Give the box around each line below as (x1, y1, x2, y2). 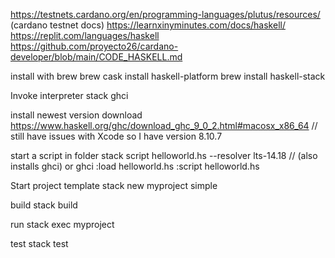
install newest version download (10, 109, 143, 121)
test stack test (10, 238, 69, 249)
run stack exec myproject (10, 219, 115, 230)
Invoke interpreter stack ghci (10, 90, 129, 101)
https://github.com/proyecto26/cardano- (10, 40, 179, 52)
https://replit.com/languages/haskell (10, 30, 160, 41)
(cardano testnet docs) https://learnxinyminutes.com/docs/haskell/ (10, 19, 286, 31)
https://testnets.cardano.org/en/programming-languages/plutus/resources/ (10, 9, 321, 20)
